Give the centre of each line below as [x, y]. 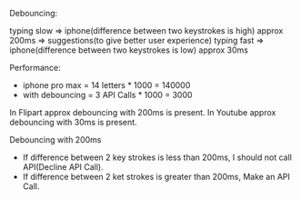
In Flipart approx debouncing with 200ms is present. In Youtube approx [143, 112]
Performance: [35, 68]
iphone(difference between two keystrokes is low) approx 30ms [129, 50]
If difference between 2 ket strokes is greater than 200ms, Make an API [156, 177]
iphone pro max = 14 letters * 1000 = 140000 [106, 85]
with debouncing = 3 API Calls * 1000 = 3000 [107, 95]
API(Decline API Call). [63, 167]
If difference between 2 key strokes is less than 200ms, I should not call [157, 157]
